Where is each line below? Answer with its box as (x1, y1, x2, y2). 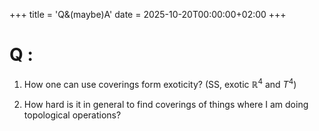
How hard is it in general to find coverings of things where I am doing (23, 98, 309, 110)
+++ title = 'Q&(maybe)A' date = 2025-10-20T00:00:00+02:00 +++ (9, 9, 287, 20)
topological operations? (23, 109, 122, 121)
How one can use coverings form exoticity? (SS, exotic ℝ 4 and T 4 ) (23, 76, 297, 90)
